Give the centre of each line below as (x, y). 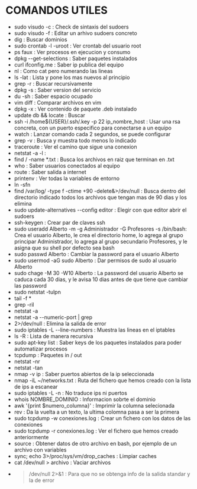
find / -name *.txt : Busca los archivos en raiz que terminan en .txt (94, 159)
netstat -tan (28, 367)
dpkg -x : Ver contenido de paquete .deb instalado (75, 109)
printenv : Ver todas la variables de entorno (67, 178)
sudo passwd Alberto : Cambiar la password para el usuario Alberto (96, 254)
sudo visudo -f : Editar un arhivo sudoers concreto (75, 33)
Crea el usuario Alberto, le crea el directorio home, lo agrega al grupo (99, 235)
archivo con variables (40, 450)
